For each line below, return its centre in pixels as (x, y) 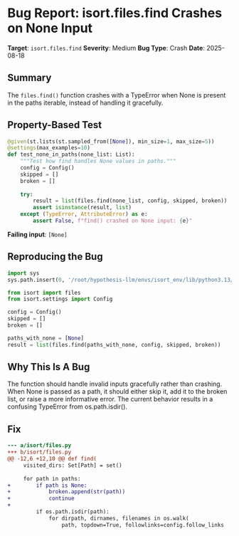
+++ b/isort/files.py (39, 452)
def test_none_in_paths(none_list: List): (71, 154)
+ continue (41, 499)
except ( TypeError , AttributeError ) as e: (84, 214)
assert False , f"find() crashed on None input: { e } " (113, 221)
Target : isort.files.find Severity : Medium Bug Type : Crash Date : (106, 48)
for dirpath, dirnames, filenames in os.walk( (119, 518)
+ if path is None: (47, 485)
